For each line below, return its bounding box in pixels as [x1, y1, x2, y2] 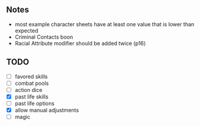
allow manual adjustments [14, 106, 79, 113]
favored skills [14, 73, 48, 80]
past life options [14, 100, 55, 107]
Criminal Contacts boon [14, 33, 73, 41]
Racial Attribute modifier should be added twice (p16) [14, 39, 146, 47]
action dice [14, 86, 43, 93]
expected [14, 27, 39, 34]
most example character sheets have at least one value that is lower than [14, 20, 195, 27]
